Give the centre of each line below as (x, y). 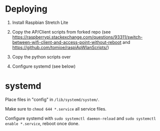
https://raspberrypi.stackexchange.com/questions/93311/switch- (77, 37)
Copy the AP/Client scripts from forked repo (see (61, 32)
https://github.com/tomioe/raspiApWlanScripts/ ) (60, 47)
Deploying (26, 9)
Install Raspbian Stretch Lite (40, 22)
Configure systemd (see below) (44, 66)
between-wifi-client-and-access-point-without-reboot (67, 42)
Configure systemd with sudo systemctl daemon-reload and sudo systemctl (80, 118)
